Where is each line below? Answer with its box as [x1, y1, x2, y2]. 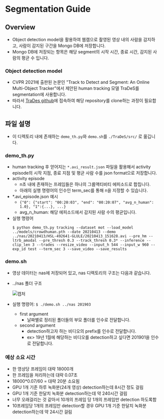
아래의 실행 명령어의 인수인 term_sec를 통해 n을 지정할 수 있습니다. [19, 187, 148, 193]
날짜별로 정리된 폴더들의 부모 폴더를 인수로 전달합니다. [27, 316, 131, 322]
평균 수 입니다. [21, 55, 49, 61]
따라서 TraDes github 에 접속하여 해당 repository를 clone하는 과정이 [12, 98, 143, 104]
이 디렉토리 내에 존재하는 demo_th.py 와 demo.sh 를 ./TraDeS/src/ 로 [12, 133, 142, 139]
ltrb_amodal [12, 238, 37, 243]
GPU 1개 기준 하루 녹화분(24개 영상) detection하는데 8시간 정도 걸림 [12, 384, 144, 390]
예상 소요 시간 [5, 354, 36, 361]
